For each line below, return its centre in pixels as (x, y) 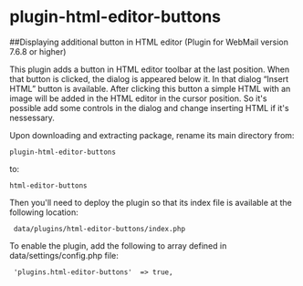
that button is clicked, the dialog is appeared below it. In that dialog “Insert (149, 78)
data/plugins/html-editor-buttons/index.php (99, 229)
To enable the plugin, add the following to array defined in (118, 245)
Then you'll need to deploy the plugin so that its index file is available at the (151, 202)
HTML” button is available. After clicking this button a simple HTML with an (150, 88)
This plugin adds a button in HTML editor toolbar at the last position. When (150, 69)
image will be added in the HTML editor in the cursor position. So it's (138, 98)
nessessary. (32, 117)
